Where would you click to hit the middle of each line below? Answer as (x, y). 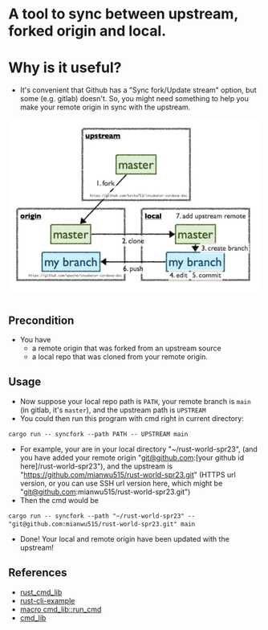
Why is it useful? (65, 68)
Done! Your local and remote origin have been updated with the (125, 538)
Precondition (41, 320)
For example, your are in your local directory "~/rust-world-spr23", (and (139, 449)
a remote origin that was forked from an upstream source (127, 348)
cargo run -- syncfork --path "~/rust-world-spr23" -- (102, 516)
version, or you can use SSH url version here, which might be (121, 483)
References (38, 573)
